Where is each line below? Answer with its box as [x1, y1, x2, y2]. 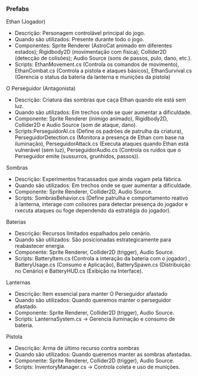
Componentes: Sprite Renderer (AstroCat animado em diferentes [14, 42, 172, 49]
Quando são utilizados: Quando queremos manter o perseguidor [14, 297, 171, 304]
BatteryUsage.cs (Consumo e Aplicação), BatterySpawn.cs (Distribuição [14, 261, 191, 269]
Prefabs [6, 5, 29, 13]
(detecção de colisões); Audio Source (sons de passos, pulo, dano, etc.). [14, 55, 192, 62]
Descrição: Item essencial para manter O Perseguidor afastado [14, 290, 168, 297]
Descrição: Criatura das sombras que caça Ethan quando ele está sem [14, 96, 186, 103]
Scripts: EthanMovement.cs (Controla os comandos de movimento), [14, 61, 180, 68]
